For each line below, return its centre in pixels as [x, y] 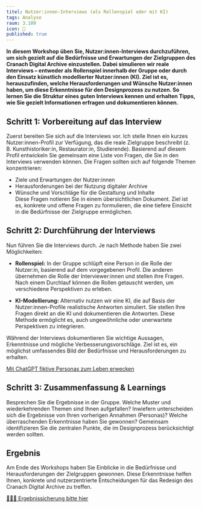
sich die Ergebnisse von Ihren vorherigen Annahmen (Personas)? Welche [97, 415]
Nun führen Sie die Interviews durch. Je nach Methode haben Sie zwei [94, 245]
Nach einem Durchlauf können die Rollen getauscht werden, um [94, 282]
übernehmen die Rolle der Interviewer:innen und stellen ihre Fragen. [99, 276]
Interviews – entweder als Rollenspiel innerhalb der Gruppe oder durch [96, 71]
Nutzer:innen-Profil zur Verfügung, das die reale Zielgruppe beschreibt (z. [98, 142]
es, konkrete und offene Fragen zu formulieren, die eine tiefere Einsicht [103, 205]
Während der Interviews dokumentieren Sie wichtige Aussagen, [85, 337]
